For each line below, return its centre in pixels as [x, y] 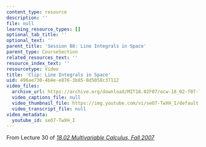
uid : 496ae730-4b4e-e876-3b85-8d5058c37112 [63, 80]
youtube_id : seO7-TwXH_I [44, 120]
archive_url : [29, 92]
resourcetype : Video [33, 69]
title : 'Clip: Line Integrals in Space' [59, 75]
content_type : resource [37, 12]
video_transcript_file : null [49, 109]
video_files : [23, 86]
